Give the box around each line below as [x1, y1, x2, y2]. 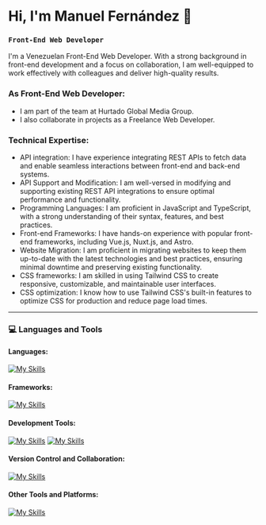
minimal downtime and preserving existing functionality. [19, 262, 203, 272]
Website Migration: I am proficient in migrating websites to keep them [19, 245, 247, 255]
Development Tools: [8, 419, 76, 427]
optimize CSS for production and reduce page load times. [19, 296, 208, 306]
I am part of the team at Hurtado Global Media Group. [19, 106, 194, 116]
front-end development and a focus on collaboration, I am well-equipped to [8, 60, 254, 70]
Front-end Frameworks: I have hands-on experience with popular [19, 229, 233, 238]
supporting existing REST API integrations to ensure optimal [19, 187, 215, 196]
